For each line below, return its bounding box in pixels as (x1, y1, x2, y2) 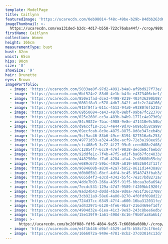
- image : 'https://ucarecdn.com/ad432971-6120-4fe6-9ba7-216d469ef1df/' (9, 203, 164, 208)
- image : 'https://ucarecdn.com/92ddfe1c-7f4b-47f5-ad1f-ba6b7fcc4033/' (9, 152, 164, 157)
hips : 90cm (5, 59, 28, 64)
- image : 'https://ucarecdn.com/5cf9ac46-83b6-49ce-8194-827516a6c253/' (9, 133, 164, 138)
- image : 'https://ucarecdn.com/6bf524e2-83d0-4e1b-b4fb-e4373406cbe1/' (9, 91, 164, 96)
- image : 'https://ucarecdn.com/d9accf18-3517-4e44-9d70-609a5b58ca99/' (9, 124, 164, 129)
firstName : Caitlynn (5, 31, 48, 36)
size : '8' (5, 63, 26, 68)
